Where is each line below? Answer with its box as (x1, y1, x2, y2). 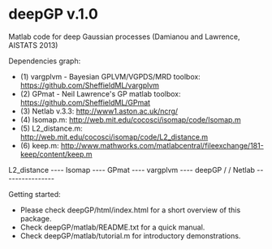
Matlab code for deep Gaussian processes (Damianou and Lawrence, (8, 32, 240, 41)
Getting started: (8, 189, 61, 199)
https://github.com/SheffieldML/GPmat (19, 97, 151, 107)
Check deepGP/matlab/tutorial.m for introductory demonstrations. (19, 230, 241, 240)
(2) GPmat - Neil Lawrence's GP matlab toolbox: (19, 88, 181, 98)
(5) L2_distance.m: (19, 123, 83, 133)
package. (19, 213, 52, 223)
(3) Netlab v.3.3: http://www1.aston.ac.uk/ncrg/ (19, 106, 179, 116)
